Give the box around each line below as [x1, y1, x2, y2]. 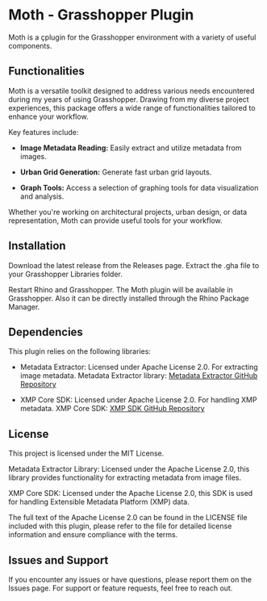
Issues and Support [8, 553, 109, 567]
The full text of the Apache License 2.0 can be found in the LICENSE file [8, 513, 248, 523]
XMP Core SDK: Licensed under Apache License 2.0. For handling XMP [19, 395, 257, 405]
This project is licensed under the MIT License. [8, 448, 165, 458]
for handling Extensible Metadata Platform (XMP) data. [8, 497, 190, 506]
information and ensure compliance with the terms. [8, 530, 178, 540]
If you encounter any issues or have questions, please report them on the [8, 575, 252, 584]
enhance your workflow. [8, 111, 89, 121]
